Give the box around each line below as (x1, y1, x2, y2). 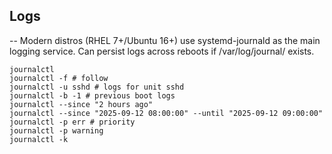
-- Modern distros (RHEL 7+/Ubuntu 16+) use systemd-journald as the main (9, 34, 321, 46)
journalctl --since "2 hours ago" (9, 99, 154, 109)
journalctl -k (9, 134, 69, 144)
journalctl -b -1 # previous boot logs (9, 90, 176, 101)
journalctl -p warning (9, 125, 104, 136)
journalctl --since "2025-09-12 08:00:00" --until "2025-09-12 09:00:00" (9, 108, 324, 118)
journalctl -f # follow (9, 73, 109, 83)
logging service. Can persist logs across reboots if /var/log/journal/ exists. (9, 45, 315, 57)
